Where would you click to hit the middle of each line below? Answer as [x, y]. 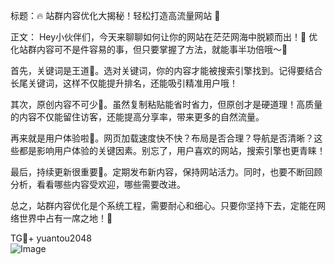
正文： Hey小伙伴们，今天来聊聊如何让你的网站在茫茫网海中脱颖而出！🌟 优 [164, 37]
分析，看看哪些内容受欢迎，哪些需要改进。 [98, 184]
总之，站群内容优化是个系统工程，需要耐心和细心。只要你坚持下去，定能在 [163, 205]
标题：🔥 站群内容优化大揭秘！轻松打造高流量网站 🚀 [115, 15]
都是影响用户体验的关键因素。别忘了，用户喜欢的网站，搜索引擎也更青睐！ [172, 150]
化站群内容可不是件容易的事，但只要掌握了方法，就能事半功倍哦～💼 [149, 49]
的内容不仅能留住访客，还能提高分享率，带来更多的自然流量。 [137, 117]
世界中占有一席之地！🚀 [65, 218]
